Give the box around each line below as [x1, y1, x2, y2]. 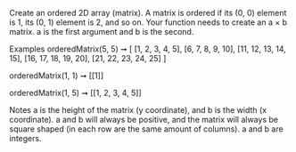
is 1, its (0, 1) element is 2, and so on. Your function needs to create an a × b [9, 17, 288, 28]
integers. [9, 133, 42, 143]
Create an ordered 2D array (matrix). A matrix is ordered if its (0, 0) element [9, 8, 287, 18]
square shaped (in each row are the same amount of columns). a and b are [9, 124, 284, 134]
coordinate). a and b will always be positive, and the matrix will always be [9, 115, 279, 124]
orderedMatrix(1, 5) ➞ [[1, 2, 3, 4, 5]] [9, 88, 143, 98]
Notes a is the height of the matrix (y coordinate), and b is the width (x [9, 105, 267, 115]
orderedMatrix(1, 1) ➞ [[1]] [9, 70, 104, 81]
